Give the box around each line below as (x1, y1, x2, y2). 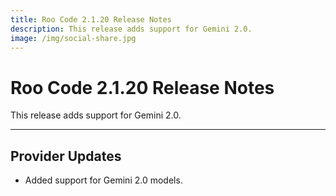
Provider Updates (10, 147, 122, 165)
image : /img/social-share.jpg (10, 33, 137, 43)
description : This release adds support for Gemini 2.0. (10, 24, 253, 34)
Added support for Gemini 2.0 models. (24, 174, 183, 186)
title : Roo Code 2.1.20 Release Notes (10, 14, 172, 25)
